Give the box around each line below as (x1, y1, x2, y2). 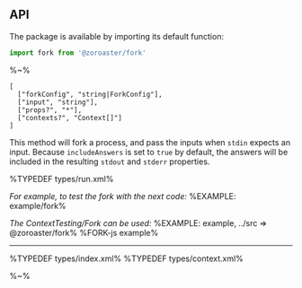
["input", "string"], (17, 98, 99, 107)
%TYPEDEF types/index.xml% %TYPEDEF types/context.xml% (9, 253, 244, 264)
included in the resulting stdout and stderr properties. (9, 156, 210, 167)
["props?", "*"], (17, 105, 83, 115)
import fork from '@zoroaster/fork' (9, 48, 147, 57)
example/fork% (9, 200, 67, 211)
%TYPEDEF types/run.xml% (9, 173, 114, 184)
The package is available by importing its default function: (9, 31, 225, 41)
